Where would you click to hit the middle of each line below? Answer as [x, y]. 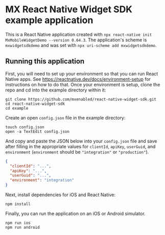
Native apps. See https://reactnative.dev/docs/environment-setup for [78, 79]
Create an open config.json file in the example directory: [65, 118]
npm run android [22, 227]
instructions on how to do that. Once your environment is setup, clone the [83, 84]
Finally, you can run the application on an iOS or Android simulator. [75, 214]
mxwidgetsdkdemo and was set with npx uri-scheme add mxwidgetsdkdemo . [81, 45]
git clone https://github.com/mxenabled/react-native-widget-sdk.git [81, 99]
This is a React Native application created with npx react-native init [79, 34]
